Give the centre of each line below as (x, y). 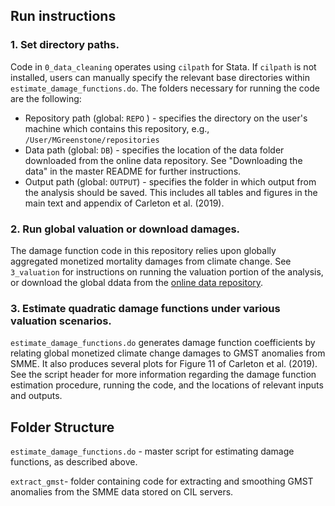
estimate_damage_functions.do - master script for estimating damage (152, 451)
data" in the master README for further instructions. (133, 171)
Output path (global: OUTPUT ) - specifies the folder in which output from (170, 181)
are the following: (46, 98)
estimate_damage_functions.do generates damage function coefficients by (163, 343)
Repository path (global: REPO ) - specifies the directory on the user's (166, 118)
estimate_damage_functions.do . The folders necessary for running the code (165, 88)
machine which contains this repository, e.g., (117, 128)
